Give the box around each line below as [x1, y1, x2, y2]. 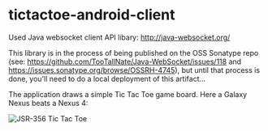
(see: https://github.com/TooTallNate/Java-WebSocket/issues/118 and [8, 57, 242, 66]
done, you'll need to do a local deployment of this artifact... [8, 74, 206, 83]
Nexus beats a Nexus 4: [8, 98, 89, 108]
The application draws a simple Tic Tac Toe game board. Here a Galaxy [8, 89, 248, 99]
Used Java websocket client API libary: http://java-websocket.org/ [8, 32, 231, 42]
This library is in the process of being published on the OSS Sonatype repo [8, 48, 259, 57]
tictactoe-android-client [8, 6, 175, 24]
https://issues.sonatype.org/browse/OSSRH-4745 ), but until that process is [8, 65, 261, 74]
